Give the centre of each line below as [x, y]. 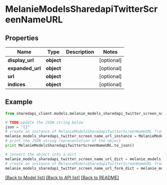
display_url [21, 60]
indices [17, 84]
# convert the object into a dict [41, 154]
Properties [22, 38]
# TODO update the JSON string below [44, 123]
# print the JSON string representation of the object [63, 141]
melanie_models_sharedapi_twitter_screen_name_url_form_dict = [72, 168]
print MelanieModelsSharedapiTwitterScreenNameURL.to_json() [70, 146]
